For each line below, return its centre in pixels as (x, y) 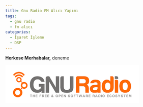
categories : (18, 32)
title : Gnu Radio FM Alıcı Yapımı (42, 11)
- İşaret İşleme (27, 38)
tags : (11, 16)
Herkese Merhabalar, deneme (37, 58)
